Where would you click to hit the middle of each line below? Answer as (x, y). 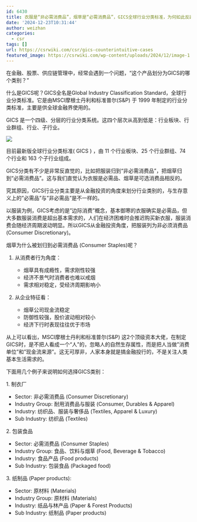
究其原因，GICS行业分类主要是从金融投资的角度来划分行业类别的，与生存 (94, 190)
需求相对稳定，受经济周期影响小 (62, 285)
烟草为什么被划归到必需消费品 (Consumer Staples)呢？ (72, 245)
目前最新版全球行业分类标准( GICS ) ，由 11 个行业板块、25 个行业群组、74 (96, 151)
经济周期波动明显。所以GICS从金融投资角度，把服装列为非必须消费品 (105, 225)
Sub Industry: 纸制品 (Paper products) (60, 513)
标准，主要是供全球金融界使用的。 (52, 107)
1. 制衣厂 (16, 384)
